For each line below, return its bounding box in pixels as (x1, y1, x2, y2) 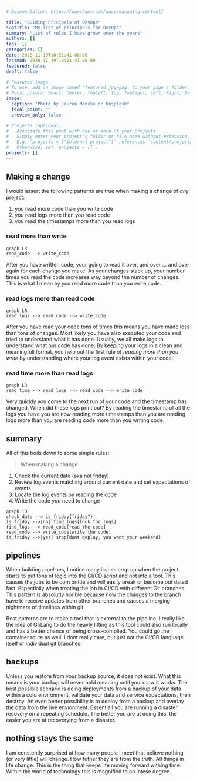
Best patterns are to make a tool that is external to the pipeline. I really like (6, 615, 185, 622)
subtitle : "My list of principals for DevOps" (6, 25, 122, 31)
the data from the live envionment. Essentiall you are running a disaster (6, 704, 178, 711)
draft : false (6, 68, 38, 74)
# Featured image (6, 79, 49, 85)
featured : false (6, 63, 46, 69)
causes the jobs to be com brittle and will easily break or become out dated (6, 579, 188, 586)
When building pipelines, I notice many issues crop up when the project (6, 566, 179, 573)
